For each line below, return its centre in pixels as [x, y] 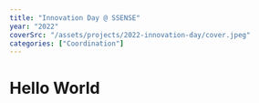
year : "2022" [34, 26]
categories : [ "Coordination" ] [67, 43]
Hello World [55, 88]
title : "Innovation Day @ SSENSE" [75, 18]
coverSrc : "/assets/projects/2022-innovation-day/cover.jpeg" [130, 35]
